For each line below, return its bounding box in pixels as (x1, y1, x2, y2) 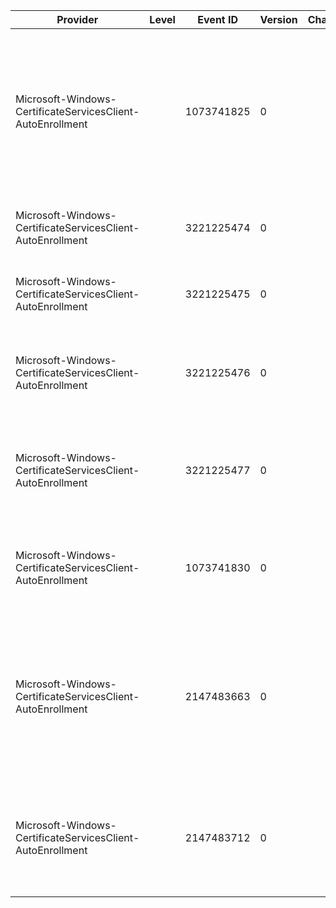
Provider (56, 13, 99, 26)
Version (259, 13, 298, 26)
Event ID (197, 13, 239, 26)
